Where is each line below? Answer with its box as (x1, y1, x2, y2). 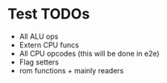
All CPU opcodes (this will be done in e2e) (19, 48, 160, 58)
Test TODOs (7, 5, 90, 23)
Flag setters (19, 57, 60, 67)
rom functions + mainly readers (19, 65, 124, 75)
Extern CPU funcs (19, 39, 80, 49)
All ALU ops (19, 31, 59, 41)
